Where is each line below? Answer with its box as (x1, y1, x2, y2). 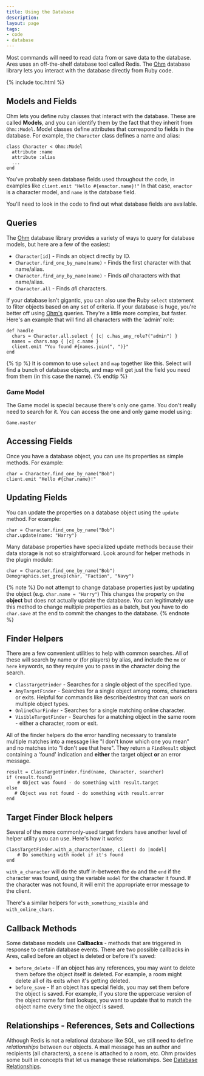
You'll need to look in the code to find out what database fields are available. (6, 200, 197, 208)
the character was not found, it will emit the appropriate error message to (6, 881, 189, 889)
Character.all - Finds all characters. (15, 284, 107, 292)
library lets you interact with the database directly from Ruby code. (6, 67, 174, 74)
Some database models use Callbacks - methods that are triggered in (6, 939, 182, 946)
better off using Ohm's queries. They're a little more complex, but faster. (6, 309, 187, 316)
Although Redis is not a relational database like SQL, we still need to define (6, 1036, 193, 1044)
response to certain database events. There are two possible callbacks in (6, 946, 189, 953)
